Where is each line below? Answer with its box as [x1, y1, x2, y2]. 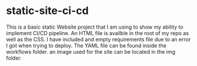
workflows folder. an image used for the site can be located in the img [6, 48, 175, 55]
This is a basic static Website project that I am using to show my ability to [6, 23, 183, 30]
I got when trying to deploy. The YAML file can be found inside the [6, 42, 166, 49]
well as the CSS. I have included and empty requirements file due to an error [6, 36, 191, 43]
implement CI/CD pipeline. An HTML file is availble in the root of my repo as [6, 29, 189, 36]
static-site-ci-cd [6, 4, 89, 18]
